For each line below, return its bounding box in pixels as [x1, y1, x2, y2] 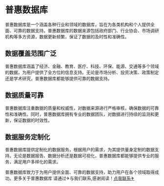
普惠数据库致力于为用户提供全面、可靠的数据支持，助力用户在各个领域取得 [5, 169, 155, 175]
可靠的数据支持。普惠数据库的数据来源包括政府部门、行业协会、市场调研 [13, 27, 159, 33]
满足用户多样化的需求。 [13, 159, 61, 165]
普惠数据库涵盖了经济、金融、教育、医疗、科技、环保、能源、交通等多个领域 [5, 63, 159, 69]
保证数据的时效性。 [13, 117, 52, 123]
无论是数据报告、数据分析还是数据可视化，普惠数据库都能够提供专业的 [13, 153, 155, 159]
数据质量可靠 [5, 91, 44, 100]
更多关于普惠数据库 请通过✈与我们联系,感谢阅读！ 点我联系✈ [13, 175, 135, 181]
